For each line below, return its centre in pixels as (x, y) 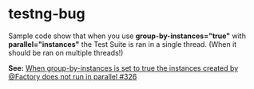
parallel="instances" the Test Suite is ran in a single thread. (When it (123, 44)
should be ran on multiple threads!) (66, 52)
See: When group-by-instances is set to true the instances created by (123, 68)
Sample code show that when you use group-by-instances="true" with (127, 36)
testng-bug (47, 14)
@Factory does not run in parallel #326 (73, 76)
